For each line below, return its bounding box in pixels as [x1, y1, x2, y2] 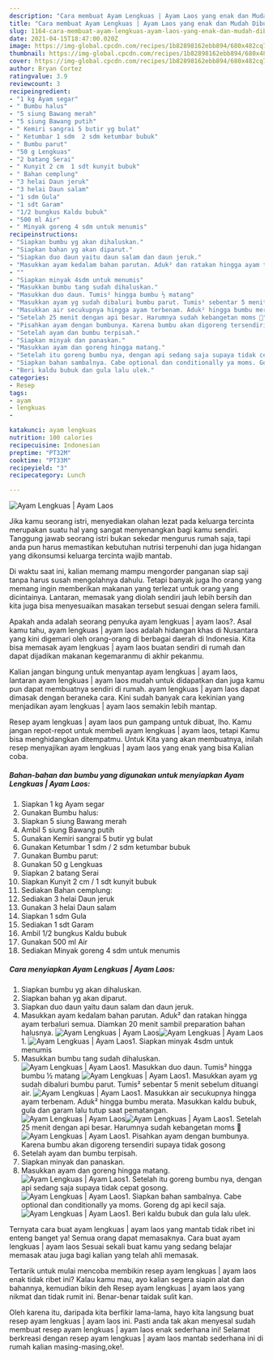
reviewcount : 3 [9, 79, 61, 88]
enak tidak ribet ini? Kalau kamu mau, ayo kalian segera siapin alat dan [9, 1275, 245, 1285]
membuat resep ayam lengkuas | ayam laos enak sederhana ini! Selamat [9, 1325, 250, 1335]
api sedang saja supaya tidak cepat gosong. [20, 1183, 168, 1193]
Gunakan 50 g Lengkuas [20, 860, 104, 869]
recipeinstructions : [9, 230, 79, 239]
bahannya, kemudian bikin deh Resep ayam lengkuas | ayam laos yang [9, 1283, 245, 1294]
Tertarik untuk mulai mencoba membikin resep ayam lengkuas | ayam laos [9, 1266, 257, 1276]
